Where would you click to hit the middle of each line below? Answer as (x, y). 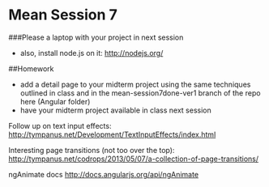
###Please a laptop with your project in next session (96, 37)
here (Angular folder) (55, 101)
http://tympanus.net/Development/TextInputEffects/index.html (112, 134)
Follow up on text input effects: (60, 125)
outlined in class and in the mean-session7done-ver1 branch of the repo (140, 93)
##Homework (31, 68)
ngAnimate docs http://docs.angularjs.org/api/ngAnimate (104, 174)
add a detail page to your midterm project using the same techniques (135, 84)
